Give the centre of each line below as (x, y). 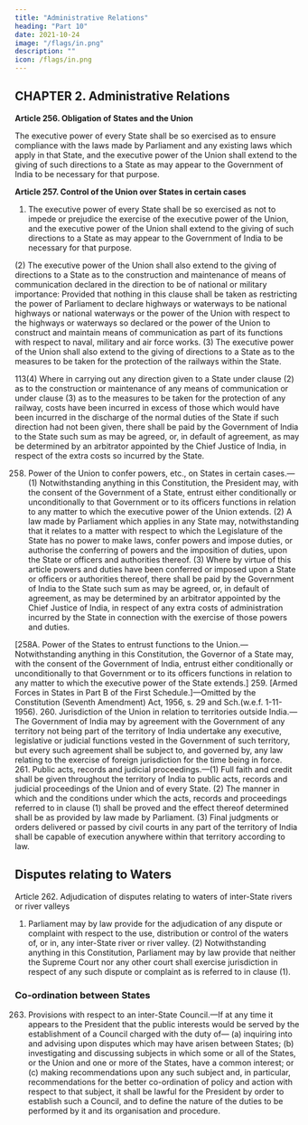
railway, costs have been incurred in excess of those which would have (147, 407)
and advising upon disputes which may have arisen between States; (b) (161, 1043)
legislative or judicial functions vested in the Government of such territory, (153, 740)
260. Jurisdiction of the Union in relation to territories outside (154, 712)
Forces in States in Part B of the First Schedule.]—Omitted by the (135, 692)
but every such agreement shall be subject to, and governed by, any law (149, 750)
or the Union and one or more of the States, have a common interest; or (161, 1063)
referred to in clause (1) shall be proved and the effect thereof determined (152, 808)
